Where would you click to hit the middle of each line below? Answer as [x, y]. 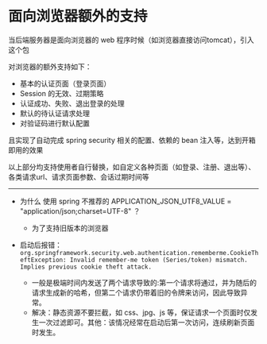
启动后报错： [41, 245]
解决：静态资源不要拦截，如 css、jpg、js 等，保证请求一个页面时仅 [141, 312]
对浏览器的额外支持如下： [50, 66]
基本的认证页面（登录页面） [65, 83]
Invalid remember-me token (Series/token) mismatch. [159, 260]
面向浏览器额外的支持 [78, 16]
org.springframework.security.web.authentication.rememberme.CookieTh [139, 253]
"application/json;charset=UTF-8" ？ [80, 211]
